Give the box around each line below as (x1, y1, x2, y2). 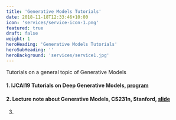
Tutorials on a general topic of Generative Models (6, 68, 127, 75)
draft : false (6, 31, 38, 36)
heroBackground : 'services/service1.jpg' (6, 52, 110, 58)
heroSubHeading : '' (6, 47, 54, 53)
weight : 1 (6, 36, 31, 42)
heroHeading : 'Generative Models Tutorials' (6, 42, 118, 48)
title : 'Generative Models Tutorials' (6, 8, 102, 15)
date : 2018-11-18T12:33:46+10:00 (6, 14, 89, 20)
